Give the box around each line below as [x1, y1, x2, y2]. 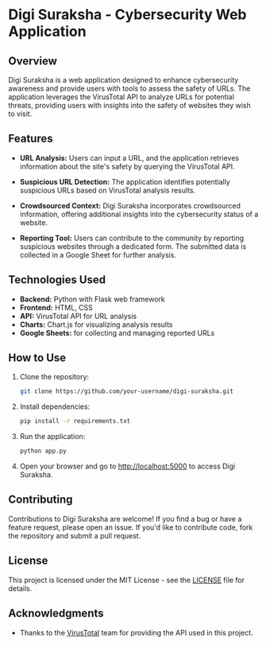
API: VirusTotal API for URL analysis [19, 311, 137, 321]
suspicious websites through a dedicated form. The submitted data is [19, 241, 247, 251]
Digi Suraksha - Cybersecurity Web [8, 6, 247, 24]
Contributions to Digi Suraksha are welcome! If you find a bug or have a [8, 514, 242, 523]
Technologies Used [8, 273, 106, 287]
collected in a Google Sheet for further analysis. [19, 250, 177, 259]
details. [8, 583, 33, 593]
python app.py [19, 447, 67, 455]
